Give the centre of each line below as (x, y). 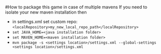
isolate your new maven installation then (46, 12)
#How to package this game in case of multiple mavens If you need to (76, 7)
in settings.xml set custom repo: (45, 22)
